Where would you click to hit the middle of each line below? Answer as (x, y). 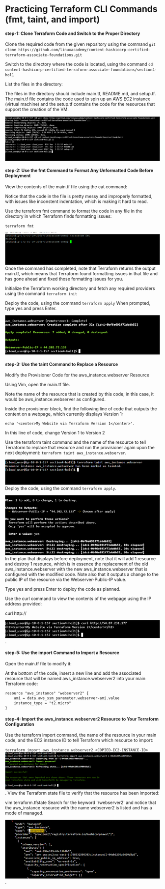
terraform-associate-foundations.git (44, 55)
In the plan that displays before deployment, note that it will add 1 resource (81, 558)
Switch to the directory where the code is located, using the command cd (79, 64)
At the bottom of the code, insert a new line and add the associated (73, 673)
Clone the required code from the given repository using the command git (81, 44)
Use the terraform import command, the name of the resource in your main (81, 735)
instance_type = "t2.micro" (42, 703)
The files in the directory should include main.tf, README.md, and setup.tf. (81, 94)
